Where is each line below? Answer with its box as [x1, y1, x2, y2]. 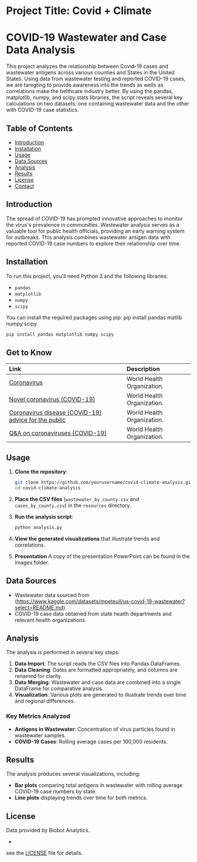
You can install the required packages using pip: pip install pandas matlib [6, 314, 182, 321]
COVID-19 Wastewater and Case [6, 31, 167, 45]
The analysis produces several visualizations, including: [6, 771, 141, 778]
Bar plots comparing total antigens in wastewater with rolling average [14, 782, 183, 789]
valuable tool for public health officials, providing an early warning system [6, 227, 185, 234]
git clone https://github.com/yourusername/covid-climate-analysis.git [14, 479, 193, 486]
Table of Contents [6, 123, 73, 133]
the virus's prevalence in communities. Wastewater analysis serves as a [6, 221, 180, 228]
